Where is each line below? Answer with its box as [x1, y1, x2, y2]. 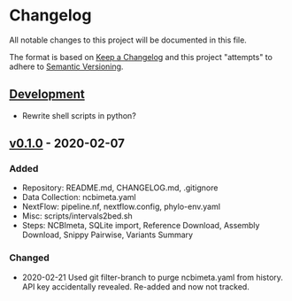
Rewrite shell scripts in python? [21, 110, 137, 120]
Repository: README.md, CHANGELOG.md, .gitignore [21, 182, 219, 193]
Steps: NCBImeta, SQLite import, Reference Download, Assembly [21, 220, 260, 231]
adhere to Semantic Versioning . [9, 61, 124, 72]
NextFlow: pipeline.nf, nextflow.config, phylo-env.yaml [21, 201, 221, 212]
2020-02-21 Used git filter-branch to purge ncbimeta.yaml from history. [21, 272, 283, 282]
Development [9, 87, 86, 102]
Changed [9, 251, 50, 264]
